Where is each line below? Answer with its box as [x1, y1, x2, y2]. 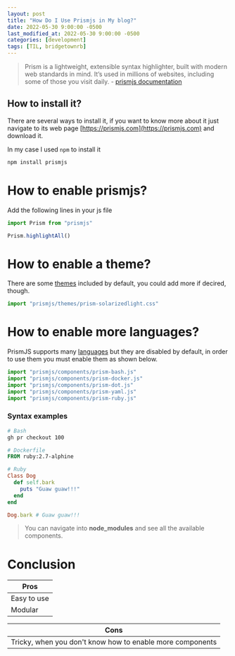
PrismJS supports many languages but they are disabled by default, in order [7, 347, 229, 356]
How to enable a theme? [7, 256, 151, 272]
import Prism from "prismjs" [7, 219, 93, 226]
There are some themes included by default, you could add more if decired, [7, 279, 227, 287]
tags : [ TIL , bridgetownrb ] [7, 43, 87, 50]
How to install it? [7, 98, 82, 110]
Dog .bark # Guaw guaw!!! [7, 512, 80, 519]
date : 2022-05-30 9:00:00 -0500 [7, 23, 102, 30]
